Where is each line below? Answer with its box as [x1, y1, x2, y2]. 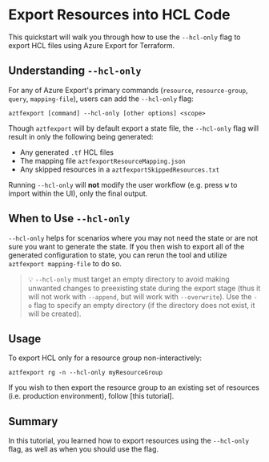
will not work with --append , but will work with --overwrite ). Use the [27, 291, 252, 302]
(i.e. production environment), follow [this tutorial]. [8, 391, 175, 401]
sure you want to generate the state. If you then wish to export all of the [8, 241, 245, 251]
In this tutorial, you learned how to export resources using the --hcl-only [8, 436, 250, 446]
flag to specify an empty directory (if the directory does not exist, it [33, 300, 255, 310]
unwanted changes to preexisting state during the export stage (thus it [27, 283, 261, 293]
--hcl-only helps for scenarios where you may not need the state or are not [8, 233, 259, 242]
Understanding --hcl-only [8, 64, 142, 78]
